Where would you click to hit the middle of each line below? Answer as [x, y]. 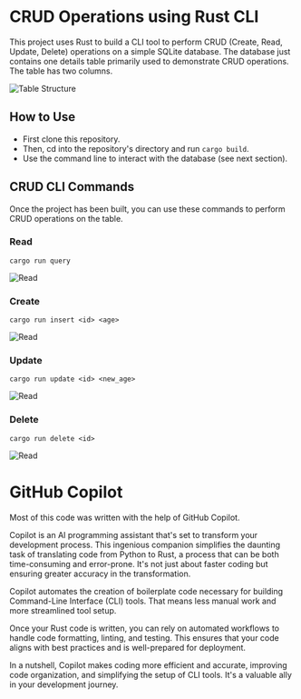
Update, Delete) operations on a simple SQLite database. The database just [150, 51]
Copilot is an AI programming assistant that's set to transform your [134, 534]
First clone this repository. [71, 139]
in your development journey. [64, 684]
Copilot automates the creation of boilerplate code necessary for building [146, 591]
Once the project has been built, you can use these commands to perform [147, 209]
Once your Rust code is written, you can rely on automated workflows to [145, 628]
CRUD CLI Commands [72, 187]
